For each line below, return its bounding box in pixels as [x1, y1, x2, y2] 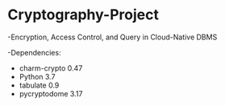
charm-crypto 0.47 [19, 63, 83, 73]
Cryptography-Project [7, 6, 159, 24]
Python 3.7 [19, 71, 56, 81]
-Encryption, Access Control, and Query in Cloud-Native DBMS [7, 32, 218, 42]
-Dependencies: [7, 47, 61, 57]
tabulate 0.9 [19, 80, 60, 90]
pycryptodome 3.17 [19, 88, 83, 98]
